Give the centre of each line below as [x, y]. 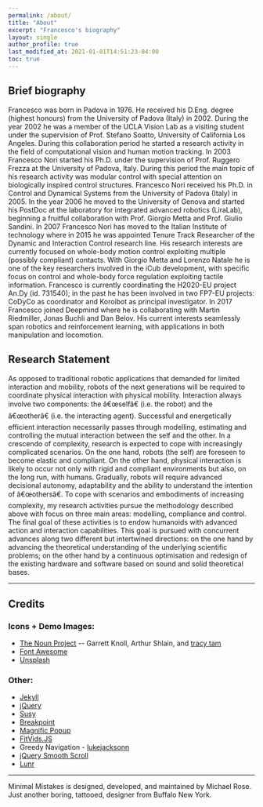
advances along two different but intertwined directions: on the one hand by [131, 539]
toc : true [24, 60]
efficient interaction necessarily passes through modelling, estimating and [127, 427]
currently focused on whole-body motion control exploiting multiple [117, 251]
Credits [27, 603]
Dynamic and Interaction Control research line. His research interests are [125, 243]
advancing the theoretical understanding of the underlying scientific [118, 547]
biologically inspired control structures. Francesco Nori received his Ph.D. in [130, 184]
